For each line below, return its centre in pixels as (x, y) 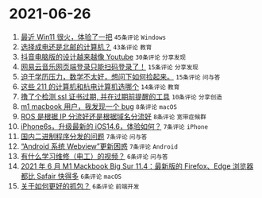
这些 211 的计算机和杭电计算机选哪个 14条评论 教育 (100, 86)
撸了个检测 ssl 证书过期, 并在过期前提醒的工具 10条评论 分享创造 (121, 96)
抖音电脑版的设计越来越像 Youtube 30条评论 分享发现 (103, 56)
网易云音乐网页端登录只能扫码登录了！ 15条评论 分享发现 (110, 66)
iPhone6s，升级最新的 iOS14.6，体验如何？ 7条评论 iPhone (114, 126)
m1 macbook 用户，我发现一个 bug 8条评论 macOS (99, 106)
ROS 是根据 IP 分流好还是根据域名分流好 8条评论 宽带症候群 (114, 116)
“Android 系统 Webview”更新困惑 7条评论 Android (99, 146)
